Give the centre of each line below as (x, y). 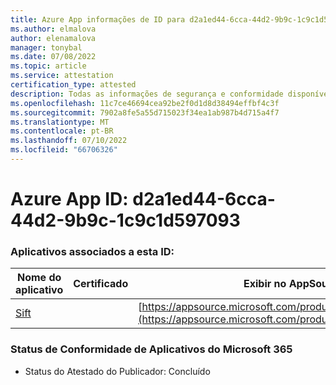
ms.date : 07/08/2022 (53, 57)
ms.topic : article (48, 66)
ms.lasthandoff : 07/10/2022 (69, 141)
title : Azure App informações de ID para (98, 19)
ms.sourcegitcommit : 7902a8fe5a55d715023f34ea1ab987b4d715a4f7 (145, 112)
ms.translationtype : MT (60, 122)
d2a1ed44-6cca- (204, 199)
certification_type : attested (73, 85)
